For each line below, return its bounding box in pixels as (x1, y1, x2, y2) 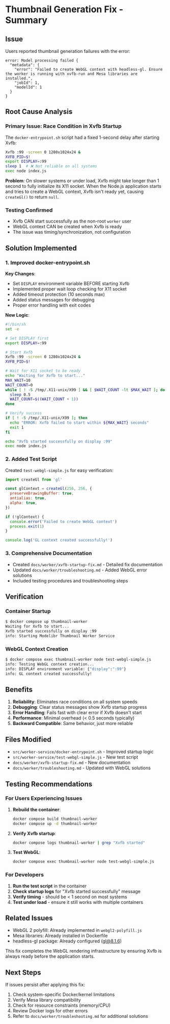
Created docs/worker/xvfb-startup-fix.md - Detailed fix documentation (12, 561, 163, 567)
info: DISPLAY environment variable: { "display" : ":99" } (5, 666, 126, 672)
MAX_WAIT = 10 (5, 378, 31, 383)
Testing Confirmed (5, 206, 53, 213)
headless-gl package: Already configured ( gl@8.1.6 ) (12, 938, 122, 944)
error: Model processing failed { (5, 58, 79, 63)
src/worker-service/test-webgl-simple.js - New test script (12, 754, 138, 760)
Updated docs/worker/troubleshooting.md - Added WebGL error (12, 567, 148, 573)
